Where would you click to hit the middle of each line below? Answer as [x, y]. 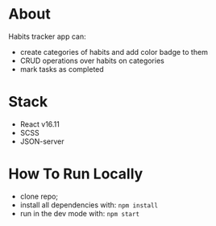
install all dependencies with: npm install [89, 205]
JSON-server [42, 141]
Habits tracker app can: [47, 36]
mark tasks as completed [62, 69]
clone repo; [39, 196]
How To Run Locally [76, 174]
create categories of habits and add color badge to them [114, 52]
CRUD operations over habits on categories [92, 61]
